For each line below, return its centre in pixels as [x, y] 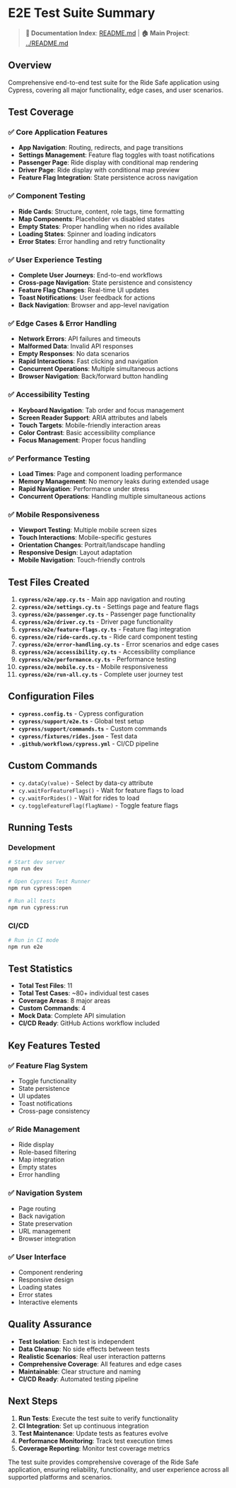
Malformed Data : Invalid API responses [76, 346]
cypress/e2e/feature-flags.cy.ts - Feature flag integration [105, 630]
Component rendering [51, 1273]
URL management [45, 1231]
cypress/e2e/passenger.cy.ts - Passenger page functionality [107, 614]
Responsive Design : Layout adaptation [75, 553]
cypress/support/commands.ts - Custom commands [93, 728]
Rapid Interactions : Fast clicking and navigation [88, 361]
